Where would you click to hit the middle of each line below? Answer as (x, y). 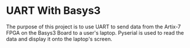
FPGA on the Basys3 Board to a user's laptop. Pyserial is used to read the (95, 32)
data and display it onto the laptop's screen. (59, 39)
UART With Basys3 (54, 11)
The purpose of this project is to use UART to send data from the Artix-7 (94, 27)
